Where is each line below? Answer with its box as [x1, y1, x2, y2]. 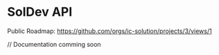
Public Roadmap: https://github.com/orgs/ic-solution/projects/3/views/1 [7, 27, 213, 35]
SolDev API [7, 4, 73, 20]
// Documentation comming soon [7, 40, 102, 48]
